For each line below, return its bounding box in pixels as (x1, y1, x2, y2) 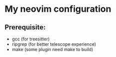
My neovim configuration (4, 3, 112, 15)
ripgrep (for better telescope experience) (11, 41, 97, 47)
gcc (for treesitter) (11, 36, 50, 42)
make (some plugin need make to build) (11, 47, 93, 52)
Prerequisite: (4, 23, 46, 31)
